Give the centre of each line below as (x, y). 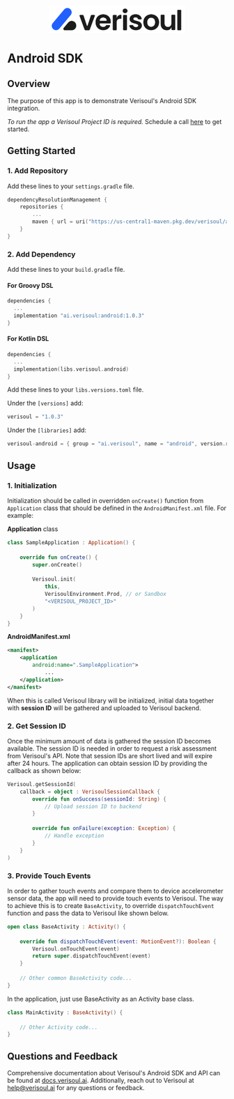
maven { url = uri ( (61, 222)
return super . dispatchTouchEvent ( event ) (92, 956)
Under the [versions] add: (45, 404)
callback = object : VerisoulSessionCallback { (90, 792)
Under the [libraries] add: (47, 430)
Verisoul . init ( (54, 579)
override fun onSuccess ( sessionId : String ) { (100, 799)
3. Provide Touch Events (49, 875)
